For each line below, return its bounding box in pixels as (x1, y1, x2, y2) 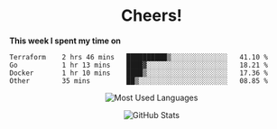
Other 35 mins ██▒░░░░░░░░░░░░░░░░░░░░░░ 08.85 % (9, 76, 269, 86)
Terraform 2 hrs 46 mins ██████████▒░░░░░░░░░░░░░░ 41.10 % (9, 52, 269, 61)
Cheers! (120, 5, 183, 26)
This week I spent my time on (9, 35, 122, 46)
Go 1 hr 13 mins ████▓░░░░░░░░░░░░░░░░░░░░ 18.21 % (9, 60, 269, 69)
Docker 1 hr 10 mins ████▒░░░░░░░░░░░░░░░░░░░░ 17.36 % (9, 69, 269, 78)
